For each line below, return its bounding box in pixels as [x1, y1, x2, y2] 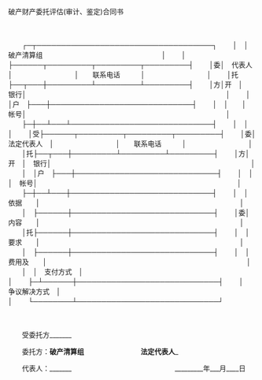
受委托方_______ [21, 330, 72, 339]
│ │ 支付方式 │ [21, 267, 84, 276]
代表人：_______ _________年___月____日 [21, 363, 246, 373]
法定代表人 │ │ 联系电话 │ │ [8, 139, 253, 148]
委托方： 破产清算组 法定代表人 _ [21, 347, 179, 356]
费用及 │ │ [8, 257, 252, 266]
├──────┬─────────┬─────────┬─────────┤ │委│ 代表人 [8, 60, 253, 69]
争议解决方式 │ [8, 287, 61, 296]
